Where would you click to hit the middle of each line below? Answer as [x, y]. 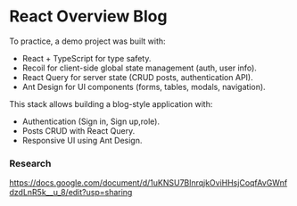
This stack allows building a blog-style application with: [111, 103]
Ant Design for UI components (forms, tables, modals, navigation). [144, 87]
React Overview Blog [88, 16]
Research [30, 163]
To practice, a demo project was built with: [88, 41]
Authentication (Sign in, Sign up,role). [91, 121]
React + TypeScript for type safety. [87, 58]
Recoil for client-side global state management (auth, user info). [139, 68]
